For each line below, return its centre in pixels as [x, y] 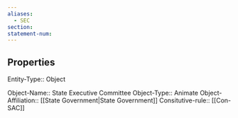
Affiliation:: [23, 100]
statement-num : [30, 34]
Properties [31, 62]
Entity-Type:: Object [37, 79]
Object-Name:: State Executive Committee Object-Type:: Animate [103, 93]
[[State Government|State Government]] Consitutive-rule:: [125, 100]
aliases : [20, 14]
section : [20, 27]
